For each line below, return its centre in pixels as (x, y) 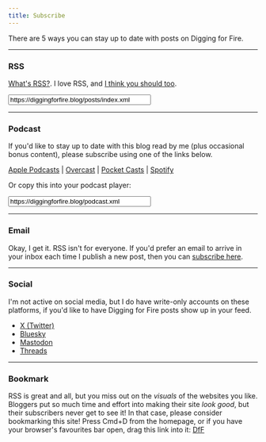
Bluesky (32, 333)
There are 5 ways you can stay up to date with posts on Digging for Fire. (126, 38)
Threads (33, 351)
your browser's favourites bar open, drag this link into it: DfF (106, 430)
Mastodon (36, 342)
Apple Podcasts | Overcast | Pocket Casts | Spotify (91, 170)
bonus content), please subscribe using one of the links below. (110, 155)
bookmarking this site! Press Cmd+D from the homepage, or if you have (125, 421)
